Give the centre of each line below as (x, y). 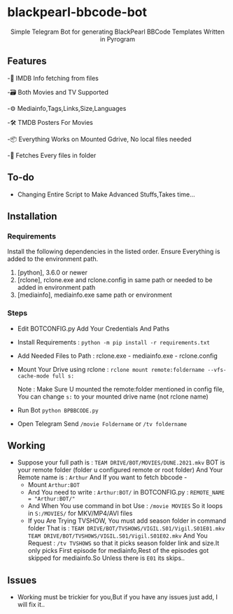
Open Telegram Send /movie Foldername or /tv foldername (102, 423)
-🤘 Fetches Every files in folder (52, 155)
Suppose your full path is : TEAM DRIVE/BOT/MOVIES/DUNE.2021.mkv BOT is (121, 462)
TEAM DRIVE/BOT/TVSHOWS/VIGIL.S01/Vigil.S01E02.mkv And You (118, 536)
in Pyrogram (118, 39)
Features (27, 61)
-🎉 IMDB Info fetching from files (53, 78)
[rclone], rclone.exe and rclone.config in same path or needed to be (115, 280)
